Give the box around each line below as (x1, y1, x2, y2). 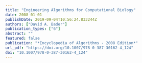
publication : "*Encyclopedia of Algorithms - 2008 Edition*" (5, 41, 138, 46)
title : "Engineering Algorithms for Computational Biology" (5, 7, 136, 13)
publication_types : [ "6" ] (5, 26, 60, 31)
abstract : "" (5, 31, 33, 36)
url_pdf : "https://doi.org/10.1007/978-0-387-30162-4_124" (5, 45, 134, 50)
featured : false (5, 36, 40, 41)
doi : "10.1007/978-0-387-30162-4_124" (5, 50, 88, 55)
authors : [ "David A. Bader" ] (5, 21, 67, 27)
